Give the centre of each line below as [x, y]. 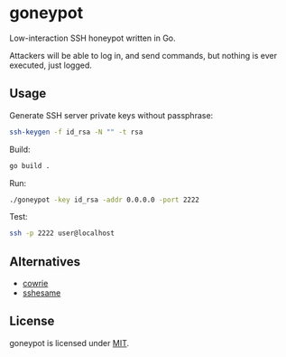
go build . [30, 165]
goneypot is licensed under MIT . [69, 343]
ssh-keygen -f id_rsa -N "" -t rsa [76, 132]
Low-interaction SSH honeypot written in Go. [92, 38]
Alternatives [45, 262]
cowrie [35, 284]
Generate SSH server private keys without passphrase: [111, 115]
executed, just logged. [51, 65]
